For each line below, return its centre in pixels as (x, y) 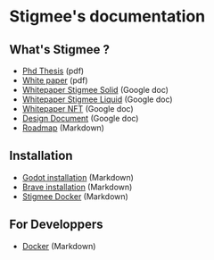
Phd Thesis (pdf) (53, 71)
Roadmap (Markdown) (63, 128)
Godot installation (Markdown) (78, 177)
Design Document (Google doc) (80, 118)
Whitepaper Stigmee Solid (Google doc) (95, 90)
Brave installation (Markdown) (77, 187)
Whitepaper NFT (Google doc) (78, 109)
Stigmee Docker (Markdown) (75, 196)
